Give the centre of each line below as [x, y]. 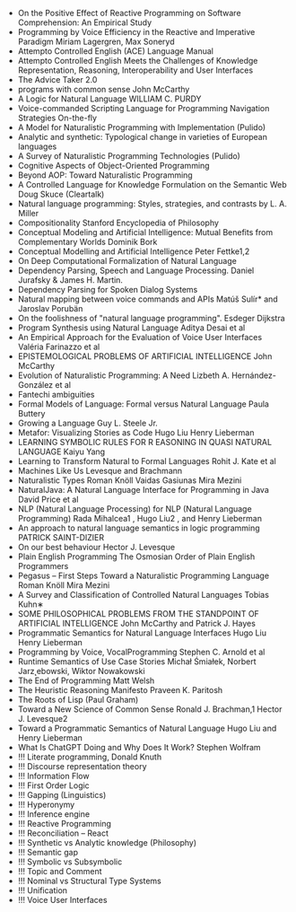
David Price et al [48, 499]
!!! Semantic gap [48, 852]
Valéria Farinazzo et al [59, 346]
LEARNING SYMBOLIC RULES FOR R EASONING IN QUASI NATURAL [144, 442]
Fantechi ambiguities [56, 395]
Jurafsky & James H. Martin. [70, 280]
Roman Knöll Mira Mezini [64, 585]
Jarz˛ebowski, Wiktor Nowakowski [81, 671]
